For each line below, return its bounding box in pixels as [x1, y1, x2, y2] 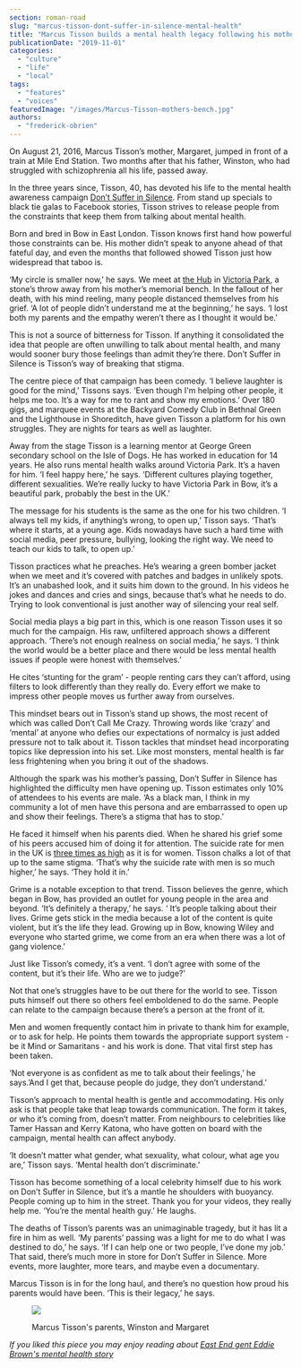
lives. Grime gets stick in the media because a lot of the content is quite [9, 913, 273, 923]
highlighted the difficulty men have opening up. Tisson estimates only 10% [9, 783, 285, 793]
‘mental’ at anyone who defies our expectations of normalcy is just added [9, 727, 280, 737]
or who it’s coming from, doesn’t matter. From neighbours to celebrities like [9, 1114, 287, 1124]
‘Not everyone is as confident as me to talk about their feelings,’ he [9, 1068, 256, 1078]
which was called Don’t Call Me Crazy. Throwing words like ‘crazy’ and [9, 718, 271, 728]
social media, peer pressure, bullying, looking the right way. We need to [9, 534, 274, 545]
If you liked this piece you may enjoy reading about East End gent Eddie [9, 1339, 275, 1349]
